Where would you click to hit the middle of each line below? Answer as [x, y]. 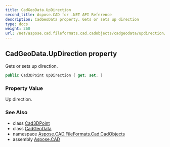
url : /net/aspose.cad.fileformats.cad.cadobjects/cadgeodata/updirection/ [86, 33]
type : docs [17, 24]
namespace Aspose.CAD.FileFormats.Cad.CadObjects [69, 134]
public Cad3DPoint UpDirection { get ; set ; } [54, 75]
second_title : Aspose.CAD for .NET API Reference [59, 15]
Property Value [24, 88]
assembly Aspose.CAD [36, 139]
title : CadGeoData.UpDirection [38, 10]
